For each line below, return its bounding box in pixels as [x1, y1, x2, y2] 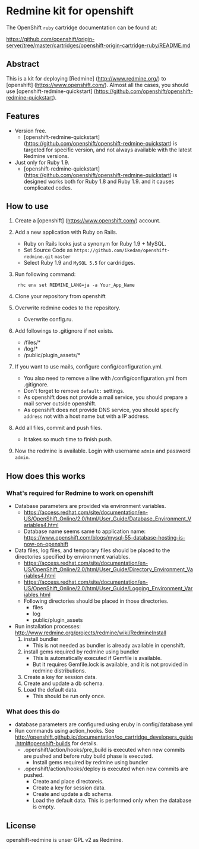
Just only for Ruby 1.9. [14, 159, 70, 166]
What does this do [6, 707, 60, 715]
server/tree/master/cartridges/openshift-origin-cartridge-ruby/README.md [6, 42, 191, 49]
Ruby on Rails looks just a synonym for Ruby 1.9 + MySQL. [23, 240, 166, 247]
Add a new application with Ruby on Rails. [14, 228, 118, 236]
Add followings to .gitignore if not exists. [14, 327, 114, 334]
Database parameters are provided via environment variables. [14, 503, 166, 510]
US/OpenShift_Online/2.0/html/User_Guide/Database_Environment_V [23, 515, 192, 522]
